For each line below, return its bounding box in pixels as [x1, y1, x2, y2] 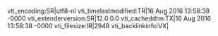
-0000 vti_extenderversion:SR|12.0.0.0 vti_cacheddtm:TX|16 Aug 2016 [7, 14, 212, 23]
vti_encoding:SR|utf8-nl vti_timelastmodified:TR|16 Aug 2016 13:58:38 [7, 7, 210, 15]
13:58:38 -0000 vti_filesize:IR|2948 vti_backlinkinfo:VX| [7, 22, 169, 30]
